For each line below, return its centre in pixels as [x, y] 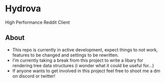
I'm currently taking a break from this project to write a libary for [78, 60]
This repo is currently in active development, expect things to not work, [85, 49]
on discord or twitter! [34, 76]
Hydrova [23, 9]
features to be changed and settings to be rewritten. [65, 55]
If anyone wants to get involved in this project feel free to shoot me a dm [86, 71]
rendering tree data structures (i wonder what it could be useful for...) [83, 65]
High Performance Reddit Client [38, 22]
